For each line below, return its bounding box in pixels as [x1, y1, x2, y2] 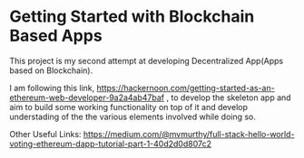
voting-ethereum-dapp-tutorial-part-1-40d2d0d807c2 [9, 138, 211, 149]
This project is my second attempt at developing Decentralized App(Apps [9, 55, 284, 66]
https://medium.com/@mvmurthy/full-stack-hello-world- [83, 128, 295, 139]
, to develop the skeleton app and [166, 92, 292, 103]
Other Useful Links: [9, 128, 82, 139]
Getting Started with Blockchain [9, 6, 255, 27]
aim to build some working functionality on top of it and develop [9, 101, 248, 112]
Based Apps [9, 25, 103, 46]
